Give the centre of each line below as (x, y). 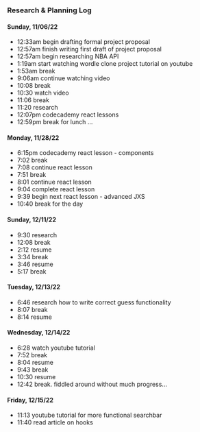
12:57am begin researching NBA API (68, 56)
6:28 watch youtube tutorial (56, 348)
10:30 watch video (43, 93)
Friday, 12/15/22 (30, 400)
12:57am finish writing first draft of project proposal (89, 49)
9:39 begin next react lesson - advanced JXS (81, 197)
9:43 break (33, 370)
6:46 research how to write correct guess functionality (94, 302)
